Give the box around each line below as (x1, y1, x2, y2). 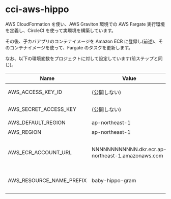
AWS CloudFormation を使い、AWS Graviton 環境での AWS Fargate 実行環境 (5, 21, 165, 27)
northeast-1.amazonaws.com (91, 152, 163, 159)
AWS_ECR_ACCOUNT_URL (8, 149, 72, 156)
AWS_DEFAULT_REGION (8, 119, 66, 126)
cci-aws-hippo (5, 4, 69, 15)
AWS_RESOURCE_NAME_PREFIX (8, 177, 87, 184)
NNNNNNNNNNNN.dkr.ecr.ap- (91, 146, 167, 153)
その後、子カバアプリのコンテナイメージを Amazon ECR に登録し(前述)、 (5, 38, 159, 44)
